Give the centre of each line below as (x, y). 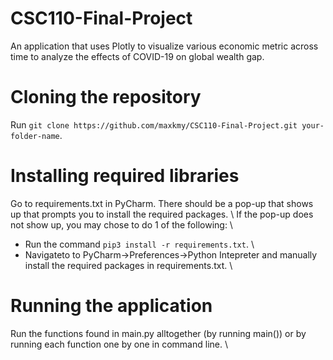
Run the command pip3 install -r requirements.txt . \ (139, 244)
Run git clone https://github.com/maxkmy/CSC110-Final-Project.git (154, 124)
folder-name (35, 136)
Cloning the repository (106, 97)
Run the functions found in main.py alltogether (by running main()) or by (158, 333)
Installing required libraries (125, 176)
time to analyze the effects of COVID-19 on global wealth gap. (137, 56)
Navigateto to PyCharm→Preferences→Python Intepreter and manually (171, 254)
